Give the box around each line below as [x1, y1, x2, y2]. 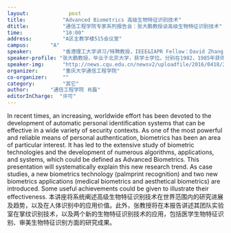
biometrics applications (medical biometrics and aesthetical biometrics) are [7, 177, 221, 185]
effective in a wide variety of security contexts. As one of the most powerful [7, 126, 223, 134]
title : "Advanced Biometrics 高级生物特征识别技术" [7, 16, 182, 23]
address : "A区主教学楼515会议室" [7, 36, 122, 42]
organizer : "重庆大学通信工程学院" [7, 67, 120, 74]
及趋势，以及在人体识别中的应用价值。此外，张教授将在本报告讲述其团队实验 [7, 201, 224, 209]
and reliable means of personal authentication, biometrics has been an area [7, 134, 221, 141]
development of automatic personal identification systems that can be [7, 119, 206, 127]
